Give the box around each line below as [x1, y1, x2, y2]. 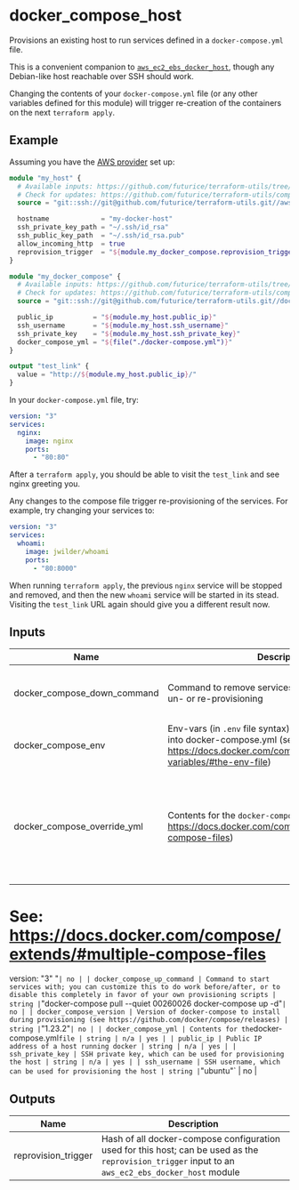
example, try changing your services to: [9, 505, 155, 516]
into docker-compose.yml [167, 734, 278, 746]
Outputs [9, 1091, 56, 1106]
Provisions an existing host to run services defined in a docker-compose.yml [9, 35, 284, 45]
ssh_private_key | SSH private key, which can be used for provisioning [9, 1050, 285, 1059]
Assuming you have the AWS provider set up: [9, 157, 175, 167]
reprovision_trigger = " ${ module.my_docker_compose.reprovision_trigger [17, 247, 296, 256]
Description [167, 1118, 220, 1130]
